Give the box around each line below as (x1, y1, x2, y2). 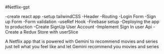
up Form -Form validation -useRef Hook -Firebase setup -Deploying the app (5, 19, 160, 24)
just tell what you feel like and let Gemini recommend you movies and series (5, 44, 159, 49)
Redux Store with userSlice (23, 29, 78, 35)
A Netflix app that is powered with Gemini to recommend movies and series (5, 38, 158, 44)
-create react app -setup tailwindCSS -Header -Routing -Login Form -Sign (5, 14, 156, 19)
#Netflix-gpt (5, 4, 30, 10)
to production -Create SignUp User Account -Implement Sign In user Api (5, 24, 152, 30)
